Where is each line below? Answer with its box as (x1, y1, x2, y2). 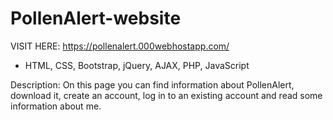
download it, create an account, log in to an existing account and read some (10, 89, 323, 101)
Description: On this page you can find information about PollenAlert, (10, 78, 295, 91)
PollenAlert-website (10, 7, 182, 30)
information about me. (10, 100, 102, 112)
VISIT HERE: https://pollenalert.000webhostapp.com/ (10, 40, 230, 52)
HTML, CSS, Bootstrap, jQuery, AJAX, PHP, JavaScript (24, 59, 250, 71)
